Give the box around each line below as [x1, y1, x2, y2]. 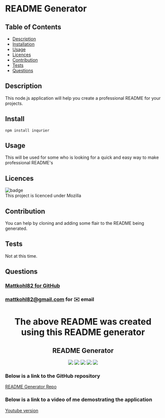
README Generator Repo [5, 384, 57, 390]
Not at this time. [5, 253, 38, 259]
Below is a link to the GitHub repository [5, 373, 100, 380]
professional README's [5, 160, 53, 166]
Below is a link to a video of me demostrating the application [5, 396, 152, 403]
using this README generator [21, 327, 145, 338]
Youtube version [5, 408, 39, 414]
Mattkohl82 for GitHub [5, 282, 60, 289]
